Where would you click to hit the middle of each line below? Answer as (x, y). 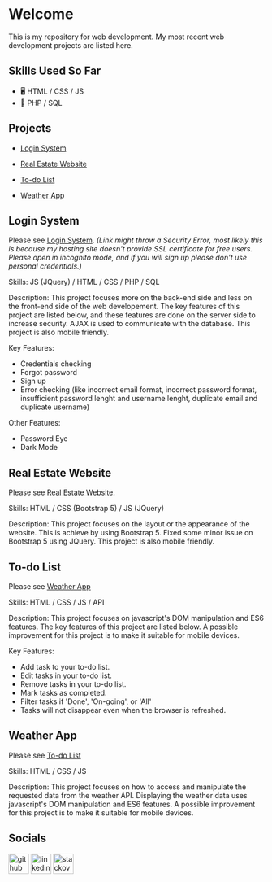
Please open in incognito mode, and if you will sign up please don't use (128, 258)
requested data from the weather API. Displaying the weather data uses (128, 795)
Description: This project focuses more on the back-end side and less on (130, 298)
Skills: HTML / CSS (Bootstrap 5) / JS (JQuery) (86, 509)
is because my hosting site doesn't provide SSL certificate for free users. (131, 249)
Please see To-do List (45, 755)
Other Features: (35, 423)
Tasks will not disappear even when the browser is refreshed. (123, 710)
